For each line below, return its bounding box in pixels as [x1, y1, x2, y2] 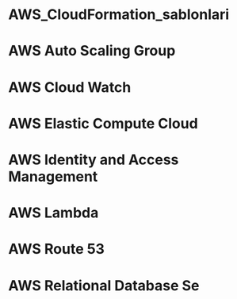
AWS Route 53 [8, 240, 105, 259]
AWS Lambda [8, 204, 99, 222]
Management [8, 167, 98, 186]
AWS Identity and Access [8, 151, 179, 168]
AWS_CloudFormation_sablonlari [8, 6, 230, 24]
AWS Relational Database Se [8, 276, 200, 294]
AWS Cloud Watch [8, 78, 132, 96]
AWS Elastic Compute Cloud [8, 114, 198, 132]
